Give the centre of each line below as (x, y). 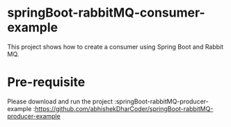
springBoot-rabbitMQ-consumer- (106, 13)
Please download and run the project (60, 101)
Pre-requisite (46, 82)
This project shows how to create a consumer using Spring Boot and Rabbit (115, 46)
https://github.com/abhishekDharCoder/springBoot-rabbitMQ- (124, 108)
